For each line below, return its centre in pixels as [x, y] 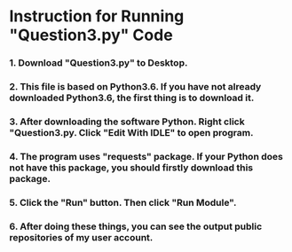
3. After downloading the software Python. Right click [127, 122]
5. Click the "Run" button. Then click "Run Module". [123, 202]
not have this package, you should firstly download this [131, 168]
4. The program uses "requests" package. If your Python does [146, 156]
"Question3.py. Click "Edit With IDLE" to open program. [131, 132]
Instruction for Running [97, 16]
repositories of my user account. [81, 237]
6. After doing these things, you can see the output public [136, 226]
